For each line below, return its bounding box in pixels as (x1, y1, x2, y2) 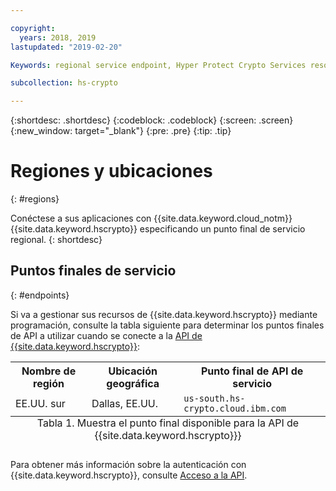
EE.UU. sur (15, 396, 66, 410)
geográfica (106, 376, 160, 390)
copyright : (10, 23, 56, 33)
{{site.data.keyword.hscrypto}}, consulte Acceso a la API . (10, 469, 248, 481)
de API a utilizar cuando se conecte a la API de (10, 329, 203, 341)
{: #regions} (10, 193, 60, 205)
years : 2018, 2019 (19, 32, 97, 43)
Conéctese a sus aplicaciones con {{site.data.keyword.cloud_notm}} (10, 212, 293, 225)
